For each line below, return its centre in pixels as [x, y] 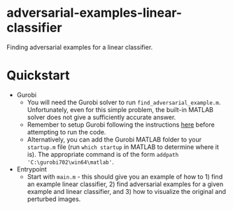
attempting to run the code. [66, 132]
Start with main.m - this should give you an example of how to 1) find [125, 176]
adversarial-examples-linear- [94, 13]
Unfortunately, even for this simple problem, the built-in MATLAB [120, 109]
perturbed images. [54, 199]
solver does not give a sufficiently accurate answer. [101, 117]
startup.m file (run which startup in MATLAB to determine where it [123, 147]
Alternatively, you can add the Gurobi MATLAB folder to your [114, 139]
